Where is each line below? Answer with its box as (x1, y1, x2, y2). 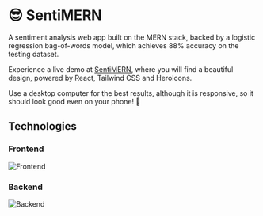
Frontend (8, 143, 44, 154)
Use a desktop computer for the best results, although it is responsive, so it (8, 88, 253, 97)
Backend (8, 181, 44, 192)
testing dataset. (8, 49, 59, 59)
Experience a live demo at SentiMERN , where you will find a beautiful (8, 64, 234, 74)
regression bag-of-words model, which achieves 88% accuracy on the (8, 40, 239, 50)
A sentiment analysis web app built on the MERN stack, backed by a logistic (8, 32, 256, 42)
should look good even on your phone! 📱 (8, 97, 141, 106)
